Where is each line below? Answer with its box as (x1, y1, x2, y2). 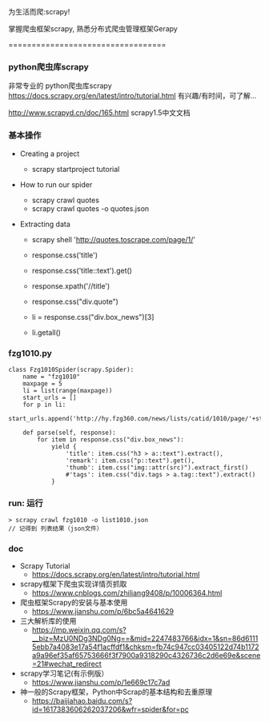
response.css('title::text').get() (31, 265, 132, 275)
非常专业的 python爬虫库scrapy (8, 81, 112, 90)
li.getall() (31, 327, 62, 337)
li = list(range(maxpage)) (22, 386, 113, 394)
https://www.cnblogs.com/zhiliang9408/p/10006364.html (31, 588, 223, 598)
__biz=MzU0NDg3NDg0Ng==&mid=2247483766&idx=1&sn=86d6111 (31, 634, 259, 644)
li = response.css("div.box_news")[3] (31, 312, 155, 321)
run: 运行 (8, 497, 44, 509)
